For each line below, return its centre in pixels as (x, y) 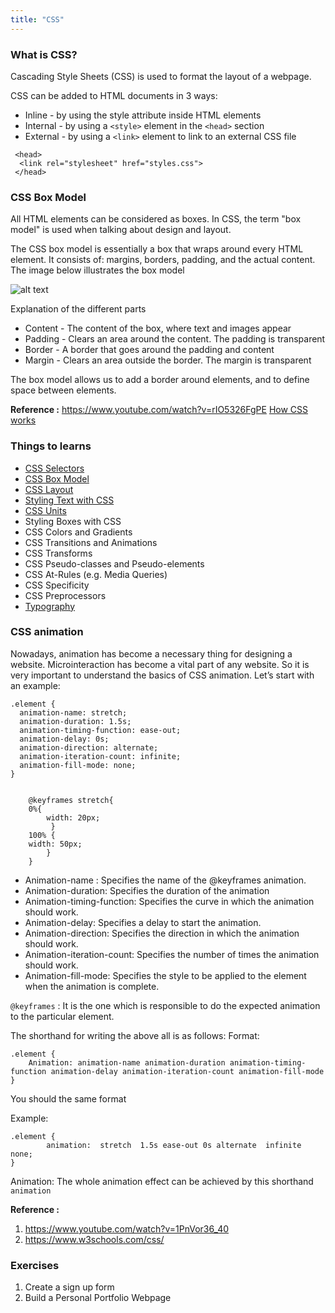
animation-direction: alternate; (89, 747)
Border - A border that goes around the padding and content (149, 350)
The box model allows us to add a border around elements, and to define (160, 380)
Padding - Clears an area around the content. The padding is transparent (175, 339)
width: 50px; (55, 844)
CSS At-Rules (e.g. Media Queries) (96, 574)
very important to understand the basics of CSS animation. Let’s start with (162, 675)
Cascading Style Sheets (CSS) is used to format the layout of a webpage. (161, 76)
